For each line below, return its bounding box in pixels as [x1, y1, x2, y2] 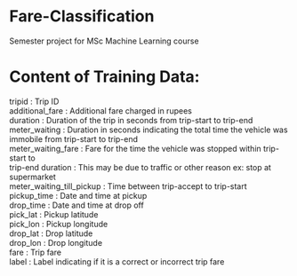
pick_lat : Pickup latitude [9, 209, 99, 219]
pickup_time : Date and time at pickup [9, 190, 148, 201]
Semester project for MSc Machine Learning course [9, 35, 199, 46]
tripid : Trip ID [9, 96, 60, 106]
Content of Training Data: [9, 67, 200, 87]
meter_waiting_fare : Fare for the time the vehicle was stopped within [9, 143, 262, 154]
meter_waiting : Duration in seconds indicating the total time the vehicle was [9, 124, 288, 135]
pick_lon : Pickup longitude [9, 218, 108, 229]
